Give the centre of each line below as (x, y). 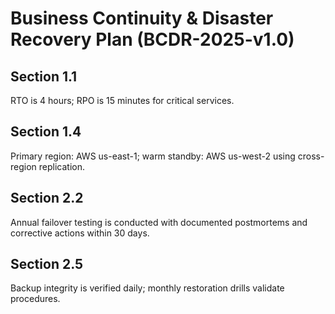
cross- (311, 156)
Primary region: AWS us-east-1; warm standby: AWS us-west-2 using (153, 156)
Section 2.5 (47, 264)
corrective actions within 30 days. (80, 233)
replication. (61, 166)
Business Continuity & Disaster (142, 18)
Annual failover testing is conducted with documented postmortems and (159, 222)
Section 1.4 (46, 132)
